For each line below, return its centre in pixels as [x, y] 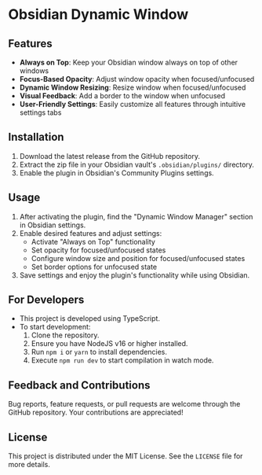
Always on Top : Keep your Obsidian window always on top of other [128, 62]
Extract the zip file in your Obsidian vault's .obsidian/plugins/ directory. [137, 164]
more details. [29, 465]
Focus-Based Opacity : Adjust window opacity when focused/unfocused [137, 79]
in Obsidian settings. [53, 225]
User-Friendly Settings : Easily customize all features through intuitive [132, 104]
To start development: [55, 327]
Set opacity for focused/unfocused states [98, 250]
